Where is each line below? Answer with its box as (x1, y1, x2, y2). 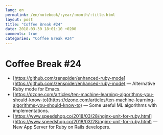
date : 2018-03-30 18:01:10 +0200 (5, 27, 77, 32)
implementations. (12, 107, 50, 114)
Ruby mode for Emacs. (12, 85, 61, 92)
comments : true (5, 31, 38, 36)
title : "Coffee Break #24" (5, 21, 63, 27)
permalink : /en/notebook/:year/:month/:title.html (5, 12, 115, 17)
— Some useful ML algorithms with (83, 102, 157, 108)
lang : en (5, 7, 24, 13)
